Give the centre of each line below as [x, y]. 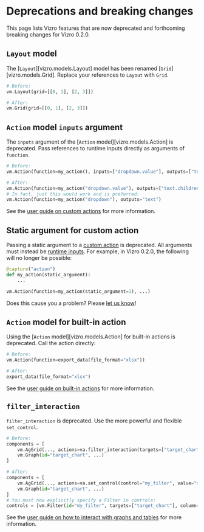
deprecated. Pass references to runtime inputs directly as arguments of [96, 149]
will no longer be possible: [39, 258]
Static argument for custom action [73, 230]
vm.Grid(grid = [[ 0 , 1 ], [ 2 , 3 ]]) [47, 108]
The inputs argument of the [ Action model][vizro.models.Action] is [90, 142]
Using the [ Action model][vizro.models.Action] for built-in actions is [91, 337]
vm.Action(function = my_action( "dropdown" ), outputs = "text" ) [84, 200]
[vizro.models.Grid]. [31, 75]
